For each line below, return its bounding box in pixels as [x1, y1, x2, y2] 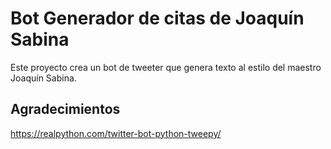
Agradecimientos [10, 101, 121, 118]
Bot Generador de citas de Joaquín [10, 7, 305, 30]
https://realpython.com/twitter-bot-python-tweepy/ [10, 127, 222, 139]
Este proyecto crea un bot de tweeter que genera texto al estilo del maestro [10, 61, 322, 73]
